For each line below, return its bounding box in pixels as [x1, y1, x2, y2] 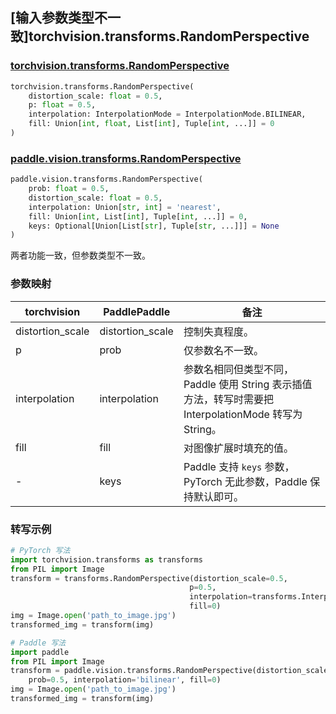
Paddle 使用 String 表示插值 [183, 377, 313, 391]
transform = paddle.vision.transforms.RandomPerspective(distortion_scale [10, 666, 329, 676]
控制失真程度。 [183, 324, 254, 338]
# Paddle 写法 [10, 638, 67, 648]
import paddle [10, 647, 70, 657]
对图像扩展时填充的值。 [183, 441, 294, 455]
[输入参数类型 [10, 9, 95, 27]
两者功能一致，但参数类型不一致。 [10, 249, 151, 262]
